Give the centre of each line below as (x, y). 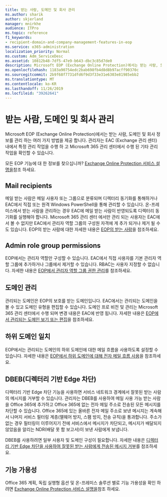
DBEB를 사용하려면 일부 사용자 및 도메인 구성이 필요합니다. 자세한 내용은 (75, 440)
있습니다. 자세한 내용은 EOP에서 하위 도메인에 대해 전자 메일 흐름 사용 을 (75, 356)
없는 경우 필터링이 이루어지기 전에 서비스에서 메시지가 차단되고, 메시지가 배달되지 (83, 423)
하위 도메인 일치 (28, 337)
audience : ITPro (22, 28)
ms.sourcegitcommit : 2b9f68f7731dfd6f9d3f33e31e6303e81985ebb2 (72, 75)
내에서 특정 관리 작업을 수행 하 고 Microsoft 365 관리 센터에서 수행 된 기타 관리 (82, 147)
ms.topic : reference (27, 33)
